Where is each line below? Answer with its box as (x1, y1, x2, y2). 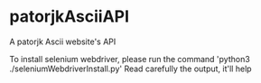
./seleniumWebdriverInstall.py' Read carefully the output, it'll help (9, 63, 252, 74)
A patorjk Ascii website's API (9, 36, 117, 47)
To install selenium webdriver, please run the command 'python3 (9, 53, 250, 64)
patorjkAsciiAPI (9, 6, 129, 27)
